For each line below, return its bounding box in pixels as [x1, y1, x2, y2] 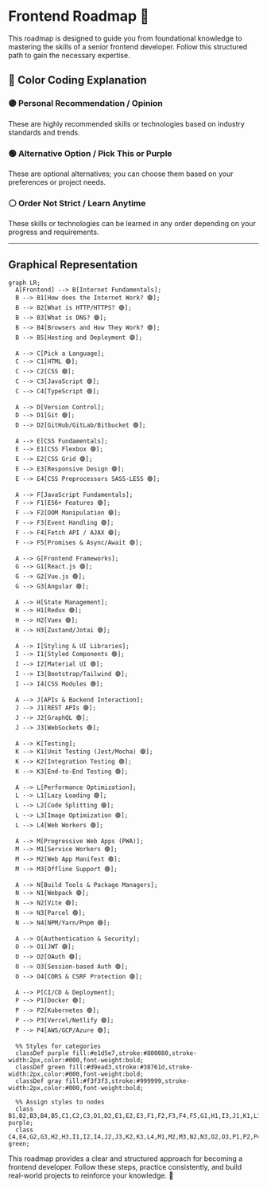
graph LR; [8, 279, 41, 287]
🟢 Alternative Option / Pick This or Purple [8, 147, 172, 158]
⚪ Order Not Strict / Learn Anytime [8, 197, 146, 209]
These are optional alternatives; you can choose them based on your [8, 169, 234, 178]
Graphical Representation [8, 258, 138, 272]
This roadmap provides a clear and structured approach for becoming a [8, 1154, 243, 1163]
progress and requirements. [8, 227, 99, 237]
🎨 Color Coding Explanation [8, 73, 147, 87]
